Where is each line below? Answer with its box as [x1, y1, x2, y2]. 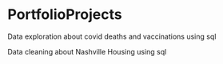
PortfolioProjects [7, 6, 122, 24]
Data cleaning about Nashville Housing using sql [7, 47, 167, 56]
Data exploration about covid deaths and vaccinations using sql [7, 32, 217, 41]
